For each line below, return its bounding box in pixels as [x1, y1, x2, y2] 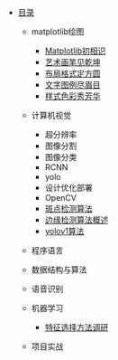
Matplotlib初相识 [44, 45, 106, 56]
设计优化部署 [44, 183, 93, 193]
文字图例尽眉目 [44, 80, 101, 90]
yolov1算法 [44, 226, 85, 236]
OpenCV [44, 193, 77, 203]
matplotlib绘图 [31, 26, 85, 37]
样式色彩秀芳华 [44, 90, 101, 101]
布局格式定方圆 [44, 68, 101, 79]
